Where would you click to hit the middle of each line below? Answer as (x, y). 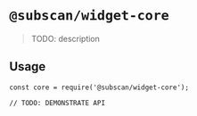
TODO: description (66, 38)
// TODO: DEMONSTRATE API (57, 103)
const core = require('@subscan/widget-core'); (99, 87)
